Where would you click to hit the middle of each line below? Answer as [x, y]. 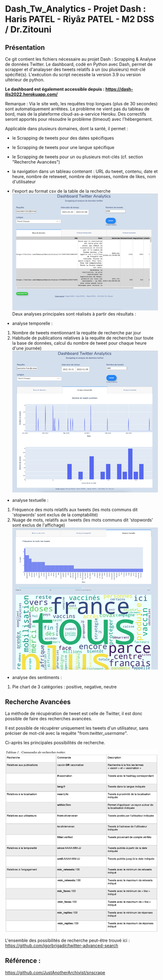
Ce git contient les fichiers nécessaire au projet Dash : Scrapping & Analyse [81, 59]
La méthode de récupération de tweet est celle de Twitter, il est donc [74, 714]
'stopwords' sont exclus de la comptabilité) [55, 515]
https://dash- [119, 89]
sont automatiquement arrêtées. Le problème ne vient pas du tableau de [77, 109]
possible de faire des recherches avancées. [49, 719]
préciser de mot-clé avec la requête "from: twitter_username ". [66, 733]
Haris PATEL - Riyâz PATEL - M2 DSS [80, 19]
